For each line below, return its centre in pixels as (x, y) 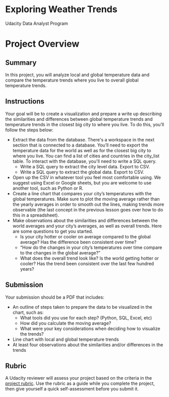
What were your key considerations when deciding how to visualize (90, 329)
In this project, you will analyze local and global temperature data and (77, 75)
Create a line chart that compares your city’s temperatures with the (82, 193)
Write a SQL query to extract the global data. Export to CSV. (82, 172)
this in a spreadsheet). (36, 215)
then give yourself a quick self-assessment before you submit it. (72, 389)
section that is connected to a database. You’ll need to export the (80, 145)
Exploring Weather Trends (61, 9)
